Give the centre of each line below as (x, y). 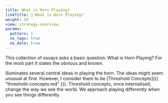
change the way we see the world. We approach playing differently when (83, 89)
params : (14, 29)
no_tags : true (25, 39)
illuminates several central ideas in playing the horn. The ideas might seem (84, 73)
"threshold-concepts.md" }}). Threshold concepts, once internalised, (78, 84)
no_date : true (25, 43)
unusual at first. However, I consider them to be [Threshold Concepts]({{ (82, 78)
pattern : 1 (22, 34)
